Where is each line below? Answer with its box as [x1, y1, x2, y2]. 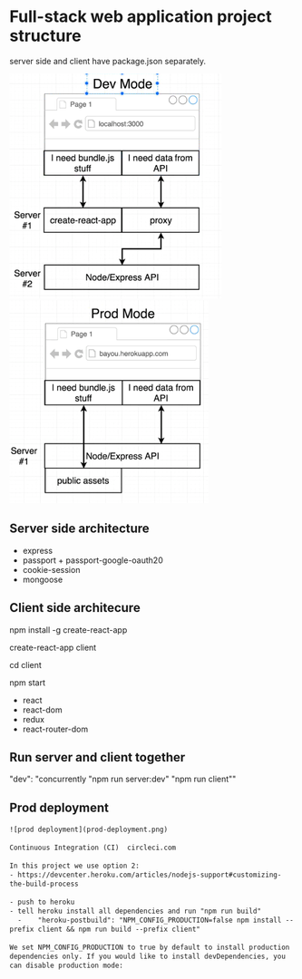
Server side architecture [9, 521, 150, 537]
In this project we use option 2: [9, 861, 141, 871]
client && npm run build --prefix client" [37, 925, 201, 935]
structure [9, 25, 82, 46]
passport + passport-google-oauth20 [22, 555, 163, 566]
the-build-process [9, 879, 79, 889]
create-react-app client [9, 642, 97, 653]
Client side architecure [9, 600, 141, 616]
